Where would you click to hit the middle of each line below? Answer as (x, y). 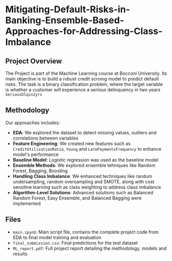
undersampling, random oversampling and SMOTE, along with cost (83, 182)
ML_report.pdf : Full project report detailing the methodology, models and (90, 248)
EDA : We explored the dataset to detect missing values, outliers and (84, 132)
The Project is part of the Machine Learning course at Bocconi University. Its (86, 73)
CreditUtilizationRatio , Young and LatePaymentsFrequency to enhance (87, 149)
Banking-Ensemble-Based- (65, 20)
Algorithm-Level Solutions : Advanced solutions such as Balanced (83, 192)
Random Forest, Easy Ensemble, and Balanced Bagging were (77, 198)
